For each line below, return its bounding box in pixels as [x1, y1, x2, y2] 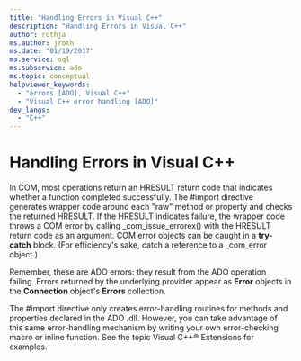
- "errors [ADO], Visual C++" [17, 88, 130, 97]
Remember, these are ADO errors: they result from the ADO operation [9, 266, 267, 277]
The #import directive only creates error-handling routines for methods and [9, 303, 288, 314]
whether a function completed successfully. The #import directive [9, 192, 254, 203]
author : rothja [9, 30, 66, 39]
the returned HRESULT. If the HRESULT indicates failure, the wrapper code [9, 211, 286, 221]
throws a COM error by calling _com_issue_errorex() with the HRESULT [9, 221, 271, 231]
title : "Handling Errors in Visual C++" [9, 13, 164, 23]
